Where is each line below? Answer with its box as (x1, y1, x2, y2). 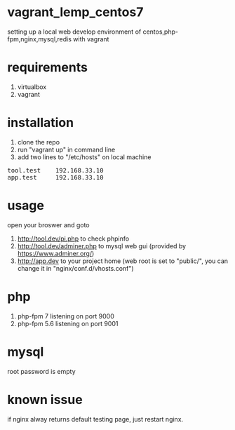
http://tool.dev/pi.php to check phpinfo (17, 234, 130, 243)
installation (7, 115, 74, 130)
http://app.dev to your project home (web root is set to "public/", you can (17, 257, 229, 265)
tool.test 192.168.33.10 (7, 166, 104, 174)
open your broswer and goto (7, 220, 90, 229)
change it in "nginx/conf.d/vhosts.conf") (17, 264, 135, 272)
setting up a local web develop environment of (7, 27, 142, 36)
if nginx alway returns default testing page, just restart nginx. (7, 415, 184, 423)
